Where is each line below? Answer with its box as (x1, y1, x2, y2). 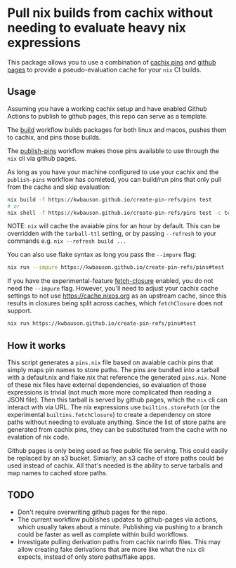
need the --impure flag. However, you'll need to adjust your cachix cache (7, 284, 219, 293)
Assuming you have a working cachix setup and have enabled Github (7, 104, 207, 113)
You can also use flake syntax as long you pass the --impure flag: (7, 251, 197, 259)
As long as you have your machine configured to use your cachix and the (7, 167, 219, 176)
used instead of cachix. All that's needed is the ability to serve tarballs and (7, 461, 223, 470)
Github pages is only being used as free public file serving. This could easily (7, 446, 228, 454)
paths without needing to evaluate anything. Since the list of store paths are (7, 418, 226, 426)
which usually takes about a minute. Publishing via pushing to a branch (17, 522, 223, 531)
